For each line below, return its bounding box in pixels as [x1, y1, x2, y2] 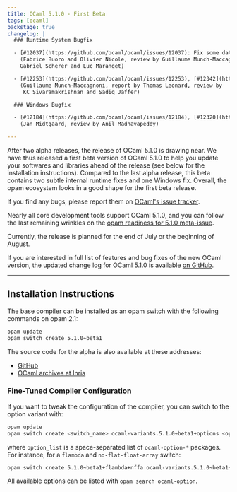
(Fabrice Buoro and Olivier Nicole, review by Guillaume [20, 56, 191, 64]
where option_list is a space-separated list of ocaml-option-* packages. [7, 443, 221, 451]
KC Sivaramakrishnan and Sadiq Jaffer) [23, 88, 140, 95]
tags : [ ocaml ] [7, 17, 49, 24]
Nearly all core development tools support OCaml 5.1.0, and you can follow [7, 211, 224, 219]
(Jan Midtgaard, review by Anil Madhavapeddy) [20, 121, 159, 128]
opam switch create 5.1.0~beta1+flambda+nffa [7, 464, 143, 471]
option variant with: [7, 409, 63, 418]
